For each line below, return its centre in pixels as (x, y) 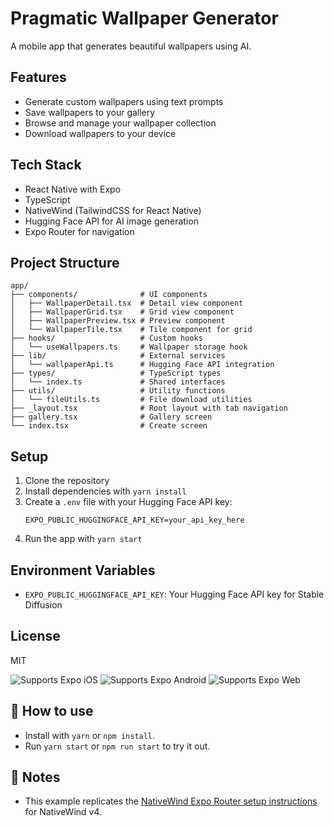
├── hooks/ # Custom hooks (106, 338)
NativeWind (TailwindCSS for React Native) (113, 210)
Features (38, 77)
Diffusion (43, 605)
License (35, 636)
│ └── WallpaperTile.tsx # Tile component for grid (131, 330)
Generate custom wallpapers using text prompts (124, 101)
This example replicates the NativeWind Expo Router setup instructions (171, 801)
